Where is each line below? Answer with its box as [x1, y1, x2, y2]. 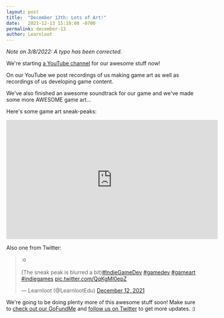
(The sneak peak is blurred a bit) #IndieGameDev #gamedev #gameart [21, 269, 196, 276]
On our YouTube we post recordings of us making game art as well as [6, 71, 179, 79]
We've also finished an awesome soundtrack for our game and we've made [6, 90, 194, 97]
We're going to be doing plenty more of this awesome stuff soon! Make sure [6, 299, 196, 306]
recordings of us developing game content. [6, 78, 114, 85]
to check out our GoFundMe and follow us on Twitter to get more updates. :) [6, 305, 196, 313]
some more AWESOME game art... [6, 96, 92, 104]
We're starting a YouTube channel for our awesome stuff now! [6, 60, 161, 67]
